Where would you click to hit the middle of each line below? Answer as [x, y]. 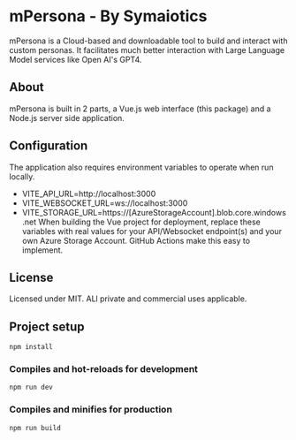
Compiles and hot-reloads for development [104, 369]
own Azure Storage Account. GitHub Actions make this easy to [136, 240]
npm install [31, 347]
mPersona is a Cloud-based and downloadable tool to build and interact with [148, 41]
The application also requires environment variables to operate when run [141, 167]
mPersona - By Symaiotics [108, 16]
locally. [22, 176]
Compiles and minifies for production [91, 410]
